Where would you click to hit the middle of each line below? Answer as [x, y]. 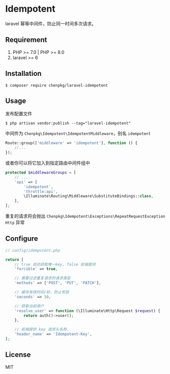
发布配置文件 [19, 114]
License [18, 355]
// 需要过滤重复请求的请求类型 [42, 278]
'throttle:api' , [41, 191]
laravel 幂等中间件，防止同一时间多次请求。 [51, 23]
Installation [23, 74]
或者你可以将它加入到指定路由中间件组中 [48, 163]
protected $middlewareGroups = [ [41, 172]
